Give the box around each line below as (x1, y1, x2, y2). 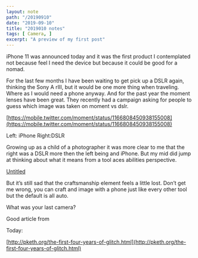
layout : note (6, 8, 39, 15)
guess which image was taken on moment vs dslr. (6, 103, 129, 109)
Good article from (6, 216, 49, 222)
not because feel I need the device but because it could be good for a (6, 59, 178, 66)
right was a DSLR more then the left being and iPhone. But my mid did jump (6, 150, 191, 157)
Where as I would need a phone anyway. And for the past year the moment (6, 90, 190, 97)
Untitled (6, 168, 26, 175)
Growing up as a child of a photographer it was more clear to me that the (6, 144, 185, 150)
